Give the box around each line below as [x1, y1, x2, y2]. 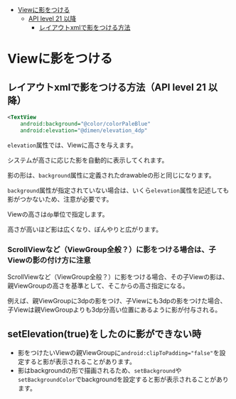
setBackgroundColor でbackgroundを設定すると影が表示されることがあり [17, 375, 229, 383]
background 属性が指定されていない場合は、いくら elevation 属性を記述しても [7, 186, 230, 195]
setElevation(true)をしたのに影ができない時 [7, 328, 201, 340]
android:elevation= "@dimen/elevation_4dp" [20, 126, 148, 134]
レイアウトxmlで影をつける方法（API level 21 [7, 81, 206, 93]
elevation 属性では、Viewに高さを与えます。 [7, 141, 137, 149]
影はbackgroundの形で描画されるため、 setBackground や [17, 366, 182, 374]
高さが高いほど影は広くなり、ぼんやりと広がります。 [7, 225, 163, 234]
